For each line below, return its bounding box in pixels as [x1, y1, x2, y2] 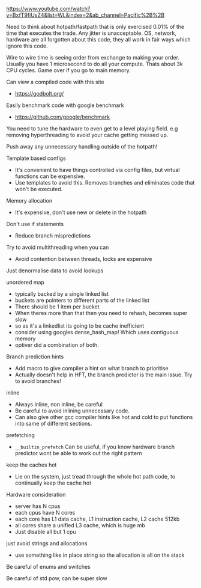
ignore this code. [6, 42, 48, 49]
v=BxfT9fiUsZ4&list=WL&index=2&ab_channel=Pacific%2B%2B [6, 11, 165, 19]
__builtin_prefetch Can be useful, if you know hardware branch [14, 443, 175, 450]
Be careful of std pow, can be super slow [6, 575, 108, 582]
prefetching [6, 432, 35, 438]
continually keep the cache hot [14, 479, 92, 486]
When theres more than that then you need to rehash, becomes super [14, 310, 188, 316]
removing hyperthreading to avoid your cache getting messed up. [6, 132, 169, 138]
